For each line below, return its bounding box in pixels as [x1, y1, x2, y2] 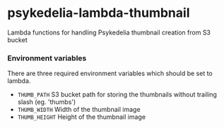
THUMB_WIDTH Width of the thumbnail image [17, 105, 141, 114]
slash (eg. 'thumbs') [17, 98, 76, 106]
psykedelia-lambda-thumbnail [7, 5, 190, 21]
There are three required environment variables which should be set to [7, 69, 213, 78]
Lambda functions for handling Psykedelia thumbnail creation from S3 [7, 28, 211, 37]
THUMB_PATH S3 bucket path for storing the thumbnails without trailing [17, 90, 218, 99]
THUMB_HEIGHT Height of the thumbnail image [17, 113, 146, 121]
